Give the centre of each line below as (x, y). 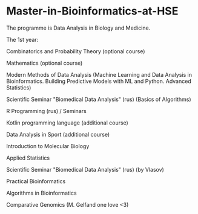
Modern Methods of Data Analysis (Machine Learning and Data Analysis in (99, 74)
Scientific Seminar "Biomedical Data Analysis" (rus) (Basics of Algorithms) (99, 99)
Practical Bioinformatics (36, 181)
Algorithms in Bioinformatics (41, 193)
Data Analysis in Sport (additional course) (58, 134)
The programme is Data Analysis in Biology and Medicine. (78, 28)
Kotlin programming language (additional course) (67, 123)
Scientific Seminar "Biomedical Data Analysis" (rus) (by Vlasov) (85, 169)
